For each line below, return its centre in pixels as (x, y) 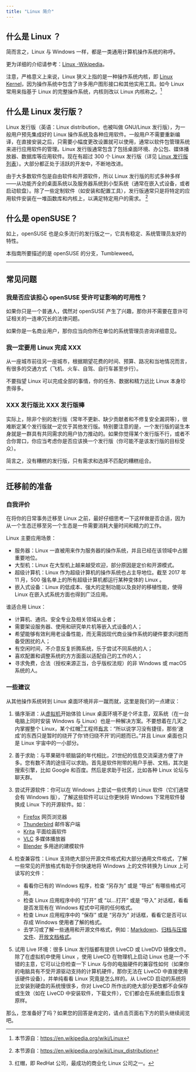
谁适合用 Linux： (26, 607)
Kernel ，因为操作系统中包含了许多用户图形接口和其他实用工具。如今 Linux (95, 84)
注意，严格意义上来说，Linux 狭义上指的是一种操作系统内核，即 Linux (90, 77)
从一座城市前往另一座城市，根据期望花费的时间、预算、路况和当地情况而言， (98, 361)
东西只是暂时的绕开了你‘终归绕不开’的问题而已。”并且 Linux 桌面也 (104, 736)
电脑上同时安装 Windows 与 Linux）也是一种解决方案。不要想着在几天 (98, 721)
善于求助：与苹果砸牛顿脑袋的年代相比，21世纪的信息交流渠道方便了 (97, 755)
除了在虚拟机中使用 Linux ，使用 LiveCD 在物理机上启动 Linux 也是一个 (99, 957)
